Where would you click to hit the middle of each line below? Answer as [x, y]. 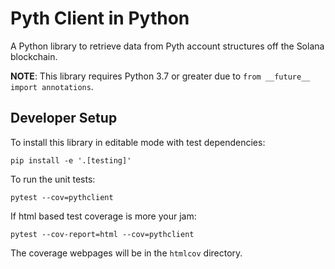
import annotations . [52, 86]
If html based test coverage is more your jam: [103, 216]
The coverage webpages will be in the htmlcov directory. [126, 253]
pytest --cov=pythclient [62, 197]
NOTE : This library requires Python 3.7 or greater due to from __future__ [160, 76]
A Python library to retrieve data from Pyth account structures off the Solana [167, 46]
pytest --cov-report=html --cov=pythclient [102, 234]
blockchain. [34, 56]
